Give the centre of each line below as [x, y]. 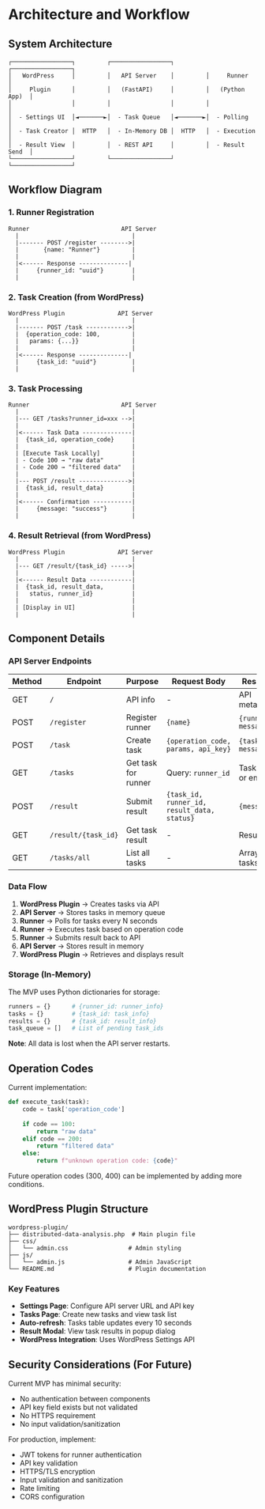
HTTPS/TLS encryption [58, 1471]
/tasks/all [70, 858]
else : [32, 1153]
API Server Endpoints [50, 660]
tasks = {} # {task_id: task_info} [79, 1014]
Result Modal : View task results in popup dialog [97, 1331]
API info [140, 700]
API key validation [49, 1463]
